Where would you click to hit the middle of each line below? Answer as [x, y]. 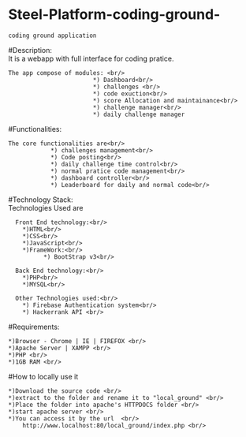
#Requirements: [34, 327]
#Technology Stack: [41, 200]
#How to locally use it [43, 376]
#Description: [30, 50]
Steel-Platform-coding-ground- [114, 15]
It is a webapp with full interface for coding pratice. [91, 58]
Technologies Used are [46, 207]
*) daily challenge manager [139, 114]
